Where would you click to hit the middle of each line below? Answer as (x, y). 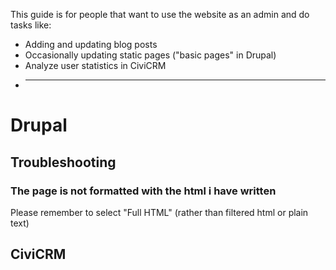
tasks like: (31, 25)
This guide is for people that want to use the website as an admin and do (160, 14)
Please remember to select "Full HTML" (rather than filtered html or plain (159, 212)
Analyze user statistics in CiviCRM (95, 65)
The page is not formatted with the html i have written (143, 191)
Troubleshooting (63, 162)
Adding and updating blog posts (91, 44)
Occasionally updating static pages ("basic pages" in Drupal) (150, 55)
